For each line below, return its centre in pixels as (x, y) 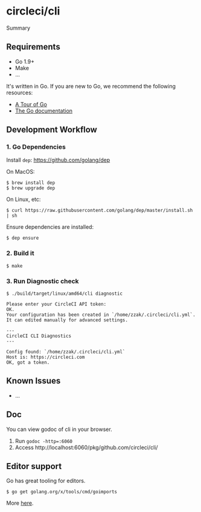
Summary (18, 28)
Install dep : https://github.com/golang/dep (58, 160)
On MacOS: (21, 172)
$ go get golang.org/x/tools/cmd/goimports (62, 492)
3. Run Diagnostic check (43, 281)
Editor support (34, 466)
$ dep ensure (23, 238)
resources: (20, 93)
